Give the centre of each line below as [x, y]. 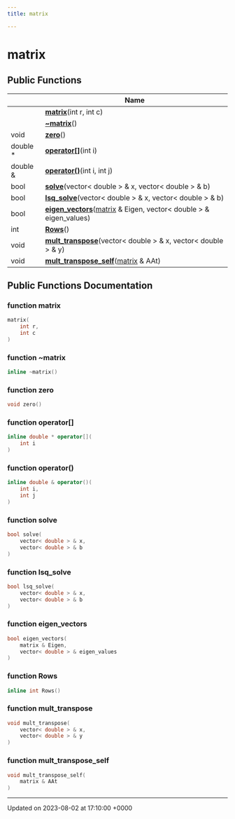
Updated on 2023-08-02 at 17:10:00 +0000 [70, 808]
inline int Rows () [34, 691]
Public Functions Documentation [80, 285]
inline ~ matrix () [33, 372]
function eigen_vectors [47, 624]
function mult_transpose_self [58, 761]
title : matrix [28, 14]
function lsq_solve [39, 572]
